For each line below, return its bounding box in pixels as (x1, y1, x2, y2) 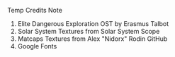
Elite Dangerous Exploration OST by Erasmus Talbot (17, 20, 169, 27)
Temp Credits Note (7, 6, 62, 14)
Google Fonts (17, 42, 57, 50)
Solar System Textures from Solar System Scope (17, 27, 160, 35)
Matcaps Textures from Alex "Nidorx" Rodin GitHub (17, 34, 168, 43)
